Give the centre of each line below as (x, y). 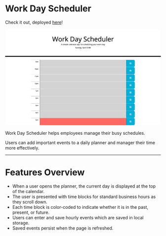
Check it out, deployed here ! (34, 22)
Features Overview (45, 172)
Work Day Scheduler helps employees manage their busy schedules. (75, 133)
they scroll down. (30, 202)
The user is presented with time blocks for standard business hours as (84, 197)
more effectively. (22, 148)
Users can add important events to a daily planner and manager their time (80, 142)
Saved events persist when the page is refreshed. (63, 228)
